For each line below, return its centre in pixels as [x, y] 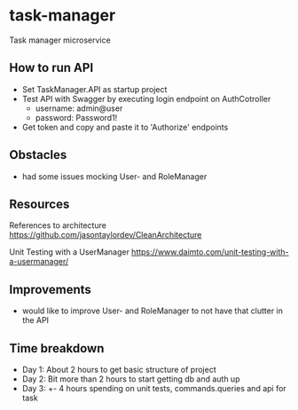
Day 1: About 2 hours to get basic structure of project [119, 370]
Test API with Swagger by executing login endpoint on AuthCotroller [146, 99]
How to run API [51, 68]
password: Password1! [76, 117]
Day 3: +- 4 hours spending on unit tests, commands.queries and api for [154, 388]
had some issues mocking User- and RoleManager [114, 176]
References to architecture [58, 225]
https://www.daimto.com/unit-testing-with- [211, 252]
